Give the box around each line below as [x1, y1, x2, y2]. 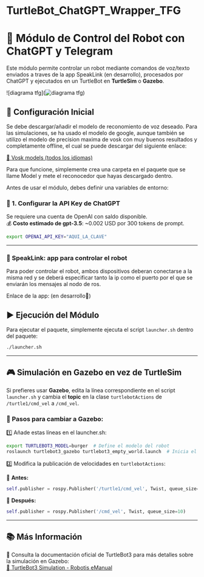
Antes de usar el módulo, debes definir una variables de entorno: [6, 183, 169, 191]
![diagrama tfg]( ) [6, 89, 85, 97]
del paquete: [6, 332, 38, 340]
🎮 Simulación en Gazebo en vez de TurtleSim [6, 367, 182, 378]
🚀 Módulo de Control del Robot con [6, 32, 185, 46]
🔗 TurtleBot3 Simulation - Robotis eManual [6, 564, 112, 571]
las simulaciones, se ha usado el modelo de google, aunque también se [6, 129, 185, 137]
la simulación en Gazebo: [6, 557, 70, 565]
